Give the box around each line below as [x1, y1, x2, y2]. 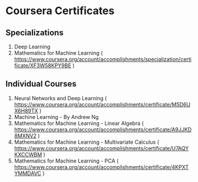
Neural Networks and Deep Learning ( [14, 94, 107, 101]
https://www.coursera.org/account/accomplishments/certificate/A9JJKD [14, 125, 192, 133]
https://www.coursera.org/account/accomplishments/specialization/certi [14, 56, 192, 62]
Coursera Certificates [5, 4, 115, 18]
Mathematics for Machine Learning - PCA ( [14, 157, 119, 164]
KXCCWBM [14, 151, 43, 158]
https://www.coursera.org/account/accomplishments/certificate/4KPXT [14, 163, 189, 170]
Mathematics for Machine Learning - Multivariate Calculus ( [14, 138, 160, 145]
